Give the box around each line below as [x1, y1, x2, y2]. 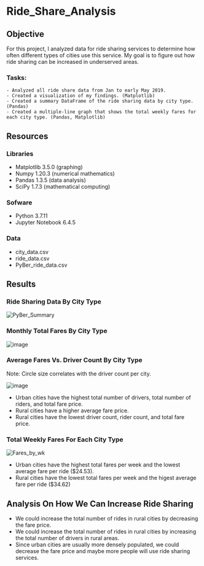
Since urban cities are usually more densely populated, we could [15, 541, 179, 548]
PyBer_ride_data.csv [15, 261, 68, 269]
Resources [6, 131, 49, 141]
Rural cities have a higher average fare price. [15, 407, 129, 414]
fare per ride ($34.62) [15, 481, 71, 488]
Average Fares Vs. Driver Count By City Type [6, 356, 143, 364]
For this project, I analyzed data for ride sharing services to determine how [6, 45, 195, 52]
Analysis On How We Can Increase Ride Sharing [6, 498, 194, 509]
